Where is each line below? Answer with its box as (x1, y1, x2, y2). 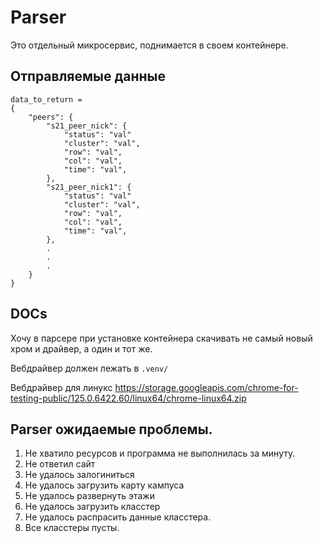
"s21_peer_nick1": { (46, 182, 132, 192)
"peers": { (28, 112, 74, 122)
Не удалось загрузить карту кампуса (24, 479, 185, 491)
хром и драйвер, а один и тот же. (10, 342, 153, 355)
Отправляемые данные (10, 68, 167, 85)
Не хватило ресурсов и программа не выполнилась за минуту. (24, 447, 296, 460)
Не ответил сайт (24, 458, 96, 470)
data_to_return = (10, 94, 83, 105)
